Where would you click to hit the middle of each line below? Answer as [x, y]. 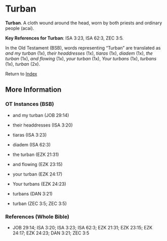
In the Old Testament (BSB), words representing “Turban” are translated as [83, 48]
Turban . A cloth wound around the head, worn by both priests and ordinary [84, 23]
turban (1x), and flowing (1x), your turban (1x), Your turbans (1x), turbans [81, 58]
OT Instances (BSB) [30, 104]
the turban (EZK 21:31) [36, 154]
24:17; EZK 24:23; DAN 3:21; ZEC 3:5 [51, 233]
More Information [33, 90]
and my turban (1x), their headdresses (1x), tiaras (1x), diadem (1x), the [79, 53]
